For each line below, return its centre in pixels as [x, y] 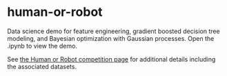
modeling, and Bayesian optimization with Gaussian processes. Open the [111, 38]
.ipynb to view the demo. [42, 46]
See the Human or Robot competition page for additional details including [111, 59]
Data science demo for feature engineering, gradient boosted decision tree [113, 31]
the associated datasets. [42, 66]
